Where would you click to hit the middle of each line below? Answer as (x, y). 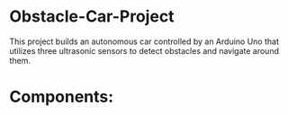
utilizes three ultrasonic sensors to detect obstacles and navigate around (144, 50)
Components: (62, 97)
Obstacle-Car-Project (92, 17)
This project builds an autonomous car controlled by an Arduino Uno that (144, 41)
